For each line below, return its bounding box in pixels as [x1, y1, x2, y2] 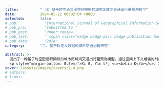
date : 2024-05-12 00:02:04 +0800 [5, 12, 95, 17]
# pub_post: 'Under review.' [5, 30, 78, 35]
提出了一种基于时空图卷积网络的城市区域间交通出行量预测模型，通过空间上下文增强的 [9, 56, 155, 61]
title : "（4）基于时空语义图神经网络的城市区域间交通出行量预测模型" [5, 7, 148, 12]
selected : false [5, 16, 51, 21]
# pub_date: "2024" [5, 39, 58, 44]
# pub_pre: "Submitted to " [5, 25, 78, 30]
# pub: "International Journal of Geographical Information [5, 20, 154, 26]
